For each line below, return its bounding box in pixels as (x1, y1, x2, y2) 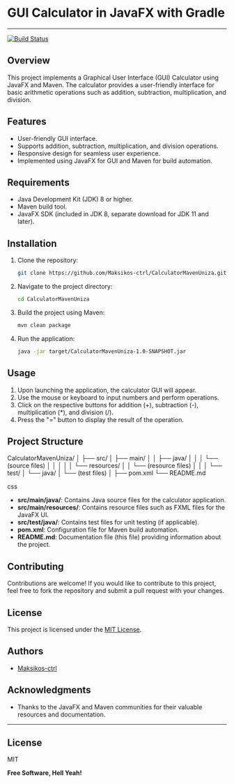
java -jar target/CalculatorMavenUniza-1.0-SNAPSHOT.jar (17, 347, 187, 355)
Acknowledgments (7, 684, 92, 696)
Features (7, 116, 47, 128)
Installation (7, 237, 57, 249)
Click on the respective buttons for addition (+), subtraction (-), (17, 400, 198, 409)
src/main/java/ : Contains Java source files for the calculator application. (17, 496, 226, 504)
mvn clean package (17, 322, 71, 329)
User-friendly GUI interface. (17, 134, 97, 142)
